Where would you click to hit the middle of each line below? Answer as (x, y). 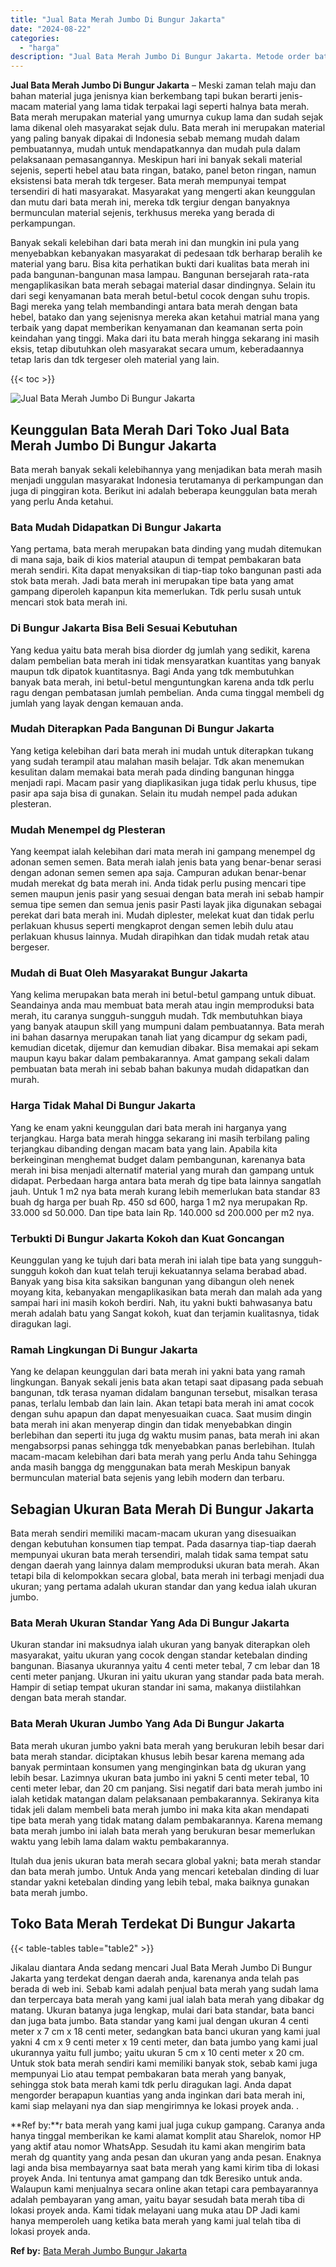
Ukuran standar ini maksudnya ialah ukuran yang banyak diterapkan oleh (160, 1645)
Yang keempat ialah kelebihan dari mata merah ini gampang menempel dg (163, 852)
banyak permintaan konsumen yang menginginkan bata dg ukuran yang (158, 1767)
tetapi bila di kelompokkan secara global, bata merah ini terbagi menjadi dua (167, 1576)
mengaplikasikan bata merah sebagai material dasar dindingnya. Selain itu (163, 285)
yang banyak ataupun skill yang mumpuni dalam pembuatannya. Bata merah (167, 1027)
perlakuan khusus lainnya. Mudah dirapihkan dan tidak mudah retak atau (160, 937)
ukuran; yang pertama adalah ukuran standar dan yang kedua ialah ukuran (163, 1587)
